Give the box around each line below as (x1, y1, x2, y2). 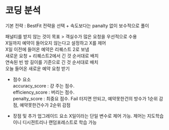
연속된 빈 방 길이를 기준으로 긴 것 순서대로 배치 (5, 59, 99, 65)
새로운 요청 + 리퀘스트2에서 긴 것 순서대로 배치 (5, 52, 99, 59)
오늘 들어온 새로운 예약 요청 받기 (5, 65, 70, 72)
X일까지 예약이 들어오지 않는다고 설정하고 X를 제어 (5, 39, 106, 46)
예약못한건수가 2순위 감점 (20, 102, 71, 108)
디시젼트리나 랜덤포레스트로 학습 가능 (22, 119, 97, 125)
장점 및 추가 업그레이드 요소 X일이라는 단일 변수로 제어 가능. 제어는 (12, 113, 146, 119)
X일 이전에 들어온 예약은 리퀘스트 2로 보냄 (5, 46, 89, 52)
